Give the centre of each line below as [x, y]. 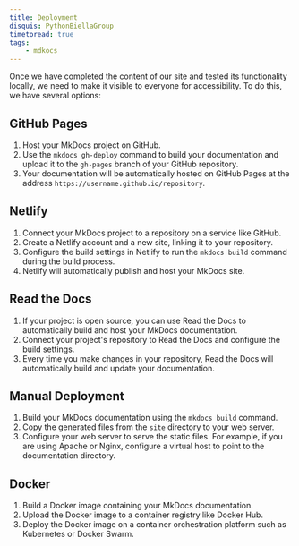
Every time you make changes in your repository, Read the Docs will [148, 358]
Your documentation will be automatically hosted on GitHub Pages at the [156, 173]
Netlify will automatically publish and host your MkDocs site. [133, 270]
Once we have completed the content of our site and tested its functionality [149, 76]
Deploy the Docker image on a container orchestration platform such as [154, 525]
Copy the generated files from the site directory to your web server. [148, 427]
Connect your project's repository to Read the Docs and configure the [151, 339]
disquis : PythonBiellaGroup [62, 26]
